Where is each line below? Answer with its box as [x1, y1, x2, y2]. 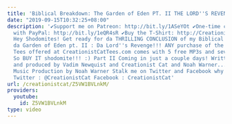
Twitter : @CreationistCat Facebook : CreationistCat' [13, 74, 175, 81]
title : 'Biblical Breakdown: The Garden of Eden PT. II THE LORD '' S [7, 10, 209, 17]
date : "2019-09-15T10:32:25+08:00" [7, 17, 110, 23]
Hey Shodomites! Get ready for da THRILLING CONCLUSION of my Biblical [13, 36, 224, 43]
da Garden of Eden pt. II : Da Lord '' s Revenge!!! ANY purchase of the [13, 42, 224, 49]
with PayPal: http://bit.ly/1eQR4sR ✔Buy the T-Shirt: [13, 29, 175, 37]
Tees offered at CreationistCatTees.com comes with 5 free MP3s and [13, 49, 215, 56]
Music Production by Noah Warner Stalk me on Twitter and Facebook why [13, 68, 224, 74]
